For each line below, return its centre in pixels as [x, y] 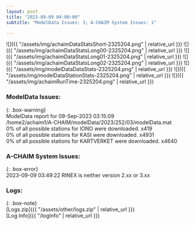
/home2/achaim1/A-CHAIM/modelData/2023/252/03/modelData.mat [89, 122]
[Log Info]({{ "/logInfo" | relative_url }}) [53, 216]
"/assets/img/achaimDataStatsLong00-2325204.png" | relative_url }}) [98, 51]
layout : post [22, 11]
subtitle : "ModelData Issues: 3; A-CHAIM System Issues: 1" [82, 22]
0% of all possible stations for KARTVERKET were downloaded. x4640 [92, 141]
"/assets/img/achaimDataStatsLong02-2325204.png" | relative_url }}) [98, 63]
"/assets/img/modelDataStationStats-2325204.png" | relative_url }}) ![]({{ [95, 75]
